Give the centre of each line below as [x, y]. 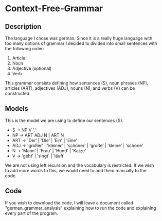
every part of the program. [32, 213]
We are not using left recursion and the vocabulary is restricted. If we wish [80, 165]
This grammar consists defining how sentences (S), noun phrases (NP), [77, 83]
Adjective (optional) [32, 68]
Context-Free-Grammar [54, 9]
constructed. [18, 93]
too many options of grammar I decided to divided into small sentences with [81, 43]
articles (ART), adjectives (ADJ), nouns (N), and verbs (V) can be [70, 88]
